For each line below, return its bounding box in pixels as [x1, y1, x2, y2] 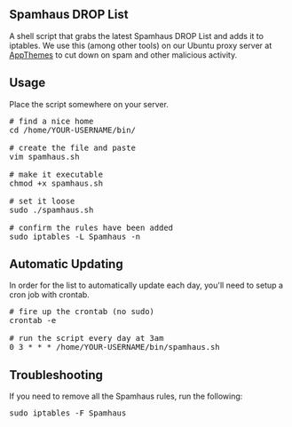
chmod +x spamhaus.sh [9, 178, 104, 188]
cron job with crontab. [9, 289, 91, 300]
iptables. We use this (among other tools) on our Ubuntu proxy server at [9, 40, 272, 51]
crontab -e [9, 315, 57, 326]
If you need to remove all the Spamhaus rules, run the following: [9, 391, 243, 402]
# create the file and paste [9, 142, 136, 153]
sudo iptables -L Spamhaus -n [9, 231, 141, 241]
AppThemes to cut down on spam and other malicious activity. [9, 49, 238, 60]
